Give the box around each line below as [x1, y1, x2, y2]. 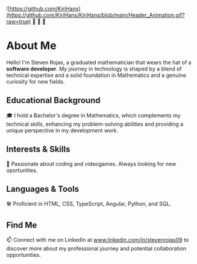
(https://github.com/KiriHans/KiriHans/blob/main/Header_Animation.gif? [6, 11, 185, 19]
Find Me [6, 219, 37, 230]
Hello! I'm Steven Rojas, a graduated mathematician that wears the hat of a [6, 58, 192, 66]
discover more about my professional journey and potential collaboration [6, 245, 187, 252]
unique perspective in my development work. [6, 126, 119, 134]
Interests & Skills [6, 144, 70, 155]
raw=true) [6, 18, 31, 25]
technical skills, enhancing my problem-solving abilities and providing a [6, 120, 184, 127]
